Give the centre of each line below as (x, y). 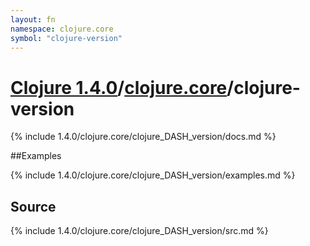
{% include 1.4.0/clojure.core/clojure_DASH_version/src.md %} (139, 231)
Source (33, 206)
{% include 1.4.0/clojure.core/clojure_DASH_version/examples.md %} (153, 175)
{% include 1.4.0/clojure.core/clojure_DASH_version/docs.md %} (143, 137)
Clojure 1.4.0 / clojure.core (119, 87)
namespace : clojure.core (62, 29)
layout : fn (33, 19)
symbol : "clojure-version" (66, 38)
